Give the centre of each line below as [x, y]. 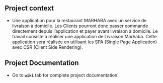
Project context [29, 8]
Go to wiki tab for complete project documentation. [65, 75]
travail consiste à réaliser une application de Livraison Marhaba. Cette [84, 36]
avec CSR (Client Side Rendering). [48, 47]
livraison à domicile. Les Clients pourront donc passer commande [80, 26]
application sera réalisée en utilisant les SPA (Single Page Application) [84, 42]
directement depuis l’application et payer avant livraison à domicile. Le [85, 31]
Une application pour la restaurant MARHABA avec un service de [79, 20]
